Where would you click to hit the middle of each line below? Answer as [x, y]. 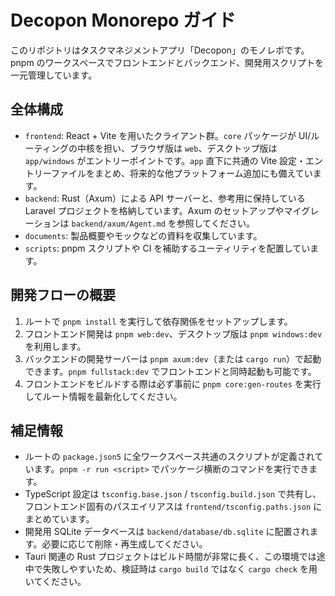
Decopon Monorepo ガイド [123, 20]
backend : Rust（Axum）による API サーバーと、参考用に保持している [165, 198]
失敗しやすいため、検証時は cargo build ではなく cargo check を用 [180, 569]
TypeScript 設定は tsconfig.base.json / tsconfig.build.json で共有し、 [173, 494]
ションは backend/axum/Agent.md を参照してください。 [144, 223]
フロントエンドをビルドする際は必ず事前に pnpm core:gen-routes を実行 [173, 383]
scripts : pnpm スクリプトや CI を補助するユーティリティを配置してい [167, 248]
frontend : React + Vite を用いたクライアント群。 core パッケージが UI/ [168, 135]
